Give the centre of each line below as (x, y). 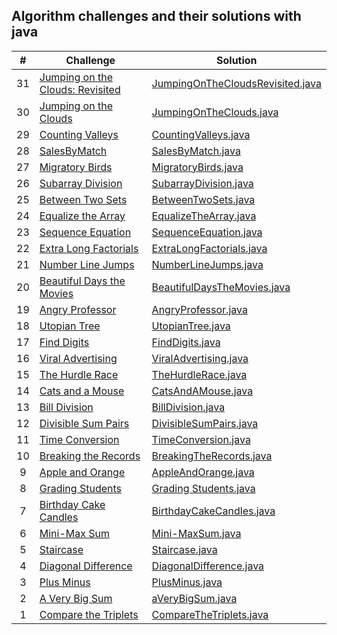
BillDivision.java (188, 407)
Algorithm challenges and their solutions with (156, 16)
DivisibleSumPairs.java (205, 423)
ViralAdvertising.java (200, 358)
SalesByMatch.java (196, 151)
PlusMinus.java (187, 582)
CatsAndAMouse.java (202, 391)
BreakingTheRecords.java (212, 456)
